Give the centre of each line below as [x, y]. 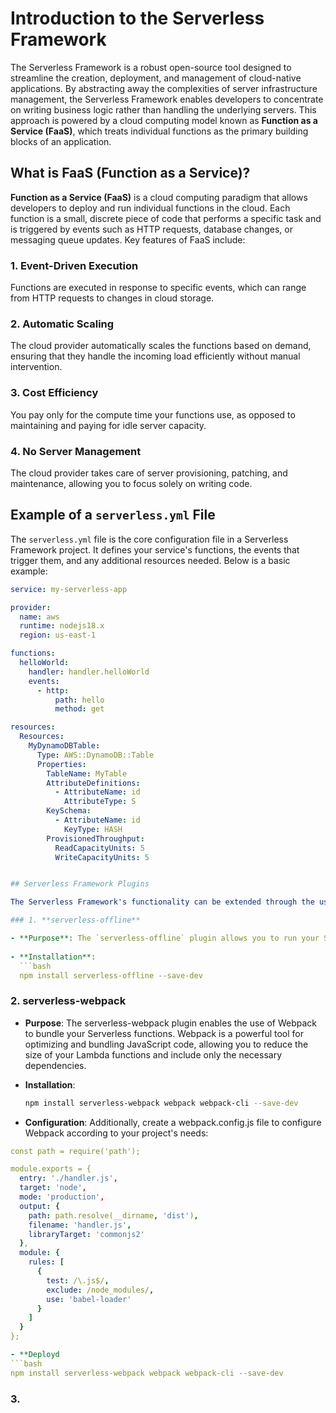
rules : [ [46, 1262]
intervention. [36, 367]
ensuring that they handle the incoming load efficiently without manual [155, 356]
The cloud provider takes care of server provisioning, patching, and [149, 473]
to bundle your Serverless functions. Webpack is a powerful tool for [164, 1033]
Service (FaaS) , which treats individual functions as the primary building [159, 131]
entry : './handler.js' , [68, 1178]
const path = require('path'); [75, 1151]
